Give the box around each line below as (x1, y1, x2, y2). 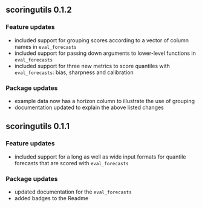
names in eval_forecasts (14, 43, 77, 50)
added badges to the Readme (14, 194, 89, 201)
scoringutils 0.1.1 (5, 121, 70, 131)
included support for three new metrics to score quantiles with (14, 62, 171, 69)
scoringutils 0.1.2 (5, 5, 72, 15)
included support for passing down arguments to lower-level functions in (14, 49, 196, 57)
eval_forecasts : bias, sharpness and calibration (14, 69, 134, 76)
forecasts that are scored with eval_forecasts (14, 159, 129, 166)
